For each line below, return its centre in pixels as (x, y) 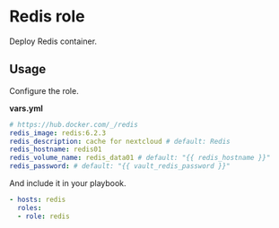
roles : (30, 207)
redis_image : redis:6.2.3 (57, 133)
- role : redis (44, 216)
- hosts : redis (38, 199)
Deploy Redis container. (53, 41)
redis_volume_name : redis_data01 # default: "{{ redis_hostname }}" (140, 158)
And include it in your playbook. (68, 183)
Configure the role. (44, 90)
